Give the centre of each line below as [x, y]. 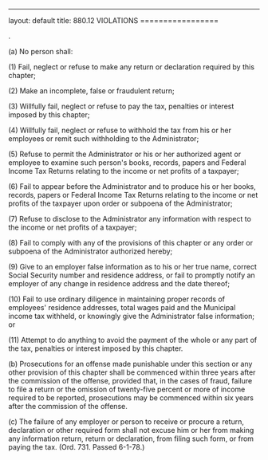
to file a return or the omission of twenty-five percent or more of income [127, 389]
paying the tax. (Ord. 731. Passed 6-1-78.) [77, 447]
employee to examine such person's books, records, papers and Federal [127, 163]
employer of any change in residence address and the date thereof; [119, 283]
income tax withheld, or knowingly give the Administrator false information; [132, 316]
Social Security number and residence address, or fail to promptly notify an [132, 275]
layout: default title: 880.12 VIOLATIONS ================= [114, 20]
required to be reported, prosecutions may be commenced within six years [131, 398]
